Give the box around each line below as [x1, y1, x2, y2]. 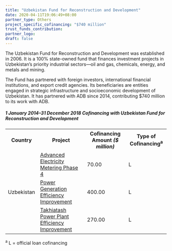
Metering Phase [40, 164, 78, 171]
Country [11, 137, 32, 144]
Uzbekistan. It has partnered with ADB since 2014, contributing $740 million [5, 93, 165, 99]
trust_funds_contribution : [5, 27, 63, 32]
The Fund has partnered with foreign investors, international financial [5, 76, 151, 83]
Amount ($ [92, 137, 119, 144]
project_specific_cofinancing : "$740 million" [5, 22, 106, 27]
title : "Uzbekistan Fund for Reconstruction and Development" [5, 7, 141, 13]
